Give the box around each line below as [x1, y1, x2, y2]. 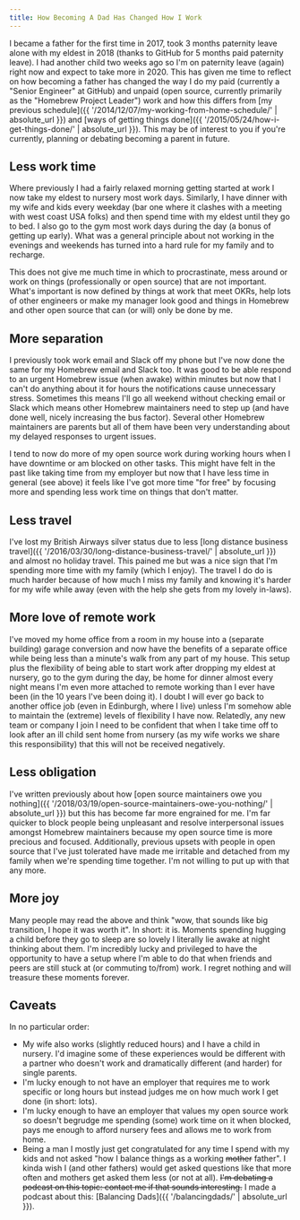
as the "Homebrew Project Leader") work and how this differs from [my [9, 95, 273, 106]
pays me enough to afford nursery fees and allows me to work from [21, 1125, 271, 1136]
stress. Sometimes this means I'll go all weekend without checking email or [9, 393, 286, 404]
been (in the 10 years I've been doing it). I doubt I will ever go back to [9, 691, 264, 701]
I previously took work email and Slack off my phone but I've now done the [9, 355, 285, 366]
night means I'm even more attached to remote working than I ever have [9, 681, 276, 692]
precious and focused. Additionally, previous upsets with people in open [9, 836, 276, 847]
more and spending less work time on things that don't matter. [9, 486, 239, 498]
